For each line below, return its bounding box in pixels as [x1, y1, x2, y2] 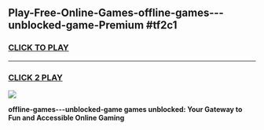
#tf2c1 [145, 19, 178, 32]
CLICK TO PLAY [8, 43, 69, 54]
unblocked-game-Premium [8, 19, 144, 32]
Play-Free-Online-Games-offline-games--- [8, 6, 224, 20]
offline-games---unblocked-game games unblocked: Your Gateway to [8, 104, 243, 113]
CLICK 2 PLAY [8, 72, 63, 83]
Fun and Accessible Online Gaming [8, 113, 125, 122]
